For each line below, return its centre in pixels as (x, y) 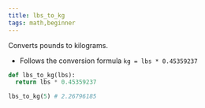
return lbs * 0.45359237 (56, 82)
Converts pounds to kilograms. (58, 45)
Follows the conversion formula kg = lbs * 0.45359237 (109, 61)
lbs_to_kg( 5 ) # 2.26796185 (52, 97)
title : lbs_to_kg (37, 15)
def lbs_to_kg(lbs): (42, 75)
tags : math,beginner (42, 23)
